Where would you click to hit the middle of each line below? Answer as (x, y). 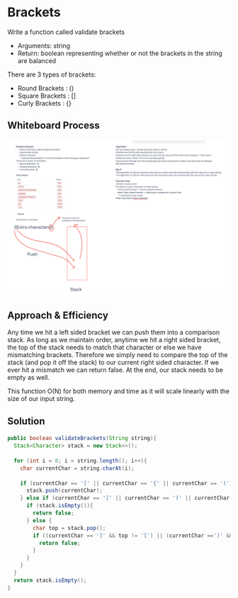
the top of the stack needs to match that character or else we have (104, 347)
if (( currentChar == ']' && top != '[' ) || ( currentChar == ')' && (133, 536)
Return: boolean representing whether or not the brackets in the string (120, 53)
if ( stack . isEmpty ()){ (59, 506)
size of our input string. (41, 399)
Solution (26, 421)
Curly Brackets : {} (45, 103)
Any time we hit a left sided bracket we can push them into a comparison (114, 332)
